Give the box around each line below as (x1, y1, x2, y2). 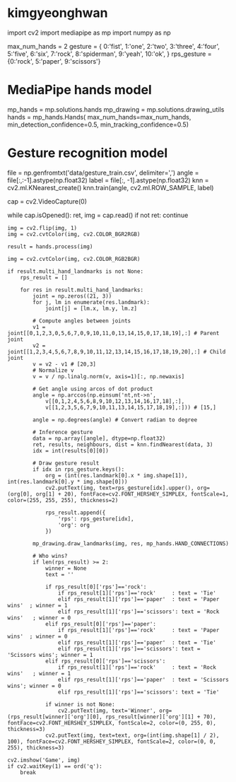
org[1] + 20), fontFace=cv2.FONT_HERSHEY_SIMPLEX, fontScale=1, (35, 490, 230, 498)
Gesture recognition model (7, 145, 168, 161)
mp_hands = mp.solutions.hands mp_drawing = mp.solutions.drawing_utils (7, 105, 225, 114)
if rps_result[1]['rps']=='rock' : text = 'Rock (57, 663, 217, 671)
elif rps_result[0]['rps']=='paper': (45, 620, 157, 627)
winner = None (45, 564, 87, 572)
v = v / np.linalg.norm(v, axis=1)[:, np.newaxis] (33, 373, 185, 380)
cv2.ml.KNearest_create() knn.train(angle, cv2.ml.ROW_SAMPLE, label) (7, 183, 214, 192)
